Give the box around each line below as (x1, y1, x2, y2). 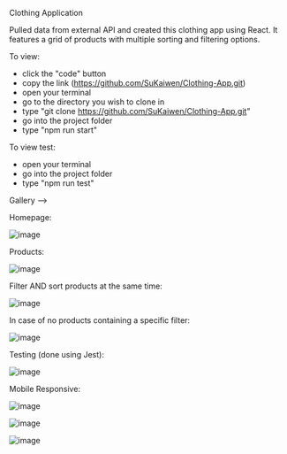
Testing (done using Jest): (9, 350, 104, 359)
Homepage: (9, 212, 52, 222)
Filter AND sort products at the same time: (9, 281, 163, 291)
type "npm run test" (21, 178, 94, 189)
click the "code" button (21, 68, 107, 79)
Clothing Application (9, 8, 84, 18)
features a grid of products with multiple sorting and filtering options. (9, 35, 261, 44)
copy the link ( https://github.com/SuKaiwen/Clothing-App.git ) (21, 78, 246, 88)
